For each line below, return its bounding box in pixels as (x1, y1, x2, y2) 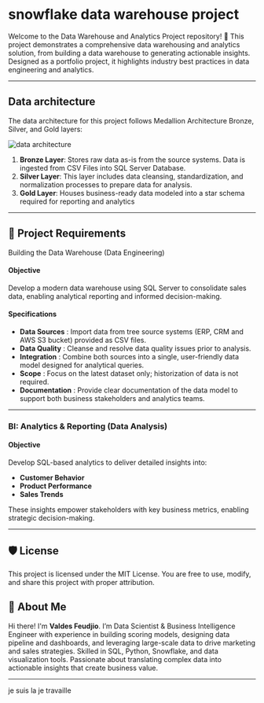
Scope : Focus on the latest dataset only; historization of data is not (19, 368, 239, 378)
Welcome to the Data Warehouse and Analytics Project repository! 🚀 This (8, 31, 245, 41)
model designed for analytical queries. (19, 360, 145, 370)
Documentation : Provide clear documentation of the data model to (19, 385, 238, 395)
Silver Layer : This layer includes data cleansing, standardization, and (19, 171, 244, 181)
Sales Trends (19, 490, 64, 499)
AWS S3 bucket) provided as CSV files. (19, 335, 147, 344)
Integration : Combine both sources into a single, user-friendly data (19, 351, 240, 361)
